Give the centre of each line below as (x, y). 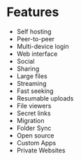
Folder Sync (34, 128)
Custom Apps (36, 143)
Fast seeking (35, 91)
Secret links (34, 113)
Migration (30, 120)
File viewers (34, 106)
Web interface (37, 54)
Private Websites (41, 150)
